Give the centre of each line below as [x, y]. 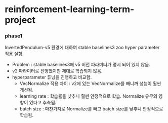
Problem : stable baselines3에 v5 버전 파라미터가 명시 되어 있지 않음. [81, 65]
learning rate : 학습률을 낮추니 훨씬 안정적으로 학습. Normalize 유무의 [89, 96]
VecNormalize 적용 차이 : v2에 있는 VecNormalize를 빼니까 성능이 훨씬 [90, 84]
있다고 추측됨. [43, 103]
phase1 [14, 36]
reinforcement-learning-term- [70, 9]
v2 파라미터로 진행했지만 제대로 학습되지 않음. [57, 71]
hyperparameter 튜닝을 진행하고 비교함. [52, 77]
